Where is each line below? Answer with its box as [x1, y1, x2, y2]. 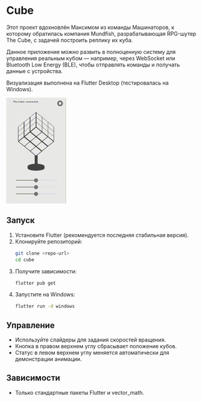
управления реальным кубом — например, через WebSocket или [6, 54, 176, 62]
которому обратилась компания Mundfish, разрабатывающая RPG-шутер [6, 30, 197, 37]
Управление [6, 320, 55, 330]
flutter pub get [14, 280, 56, 286]
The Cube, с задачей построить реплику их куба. [6, 36, 133, 44]
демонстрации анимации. [14, 355, 82, 363]
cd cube [14, 256, 34, 263]
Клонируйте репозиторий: [14, 238, 83, 245]
